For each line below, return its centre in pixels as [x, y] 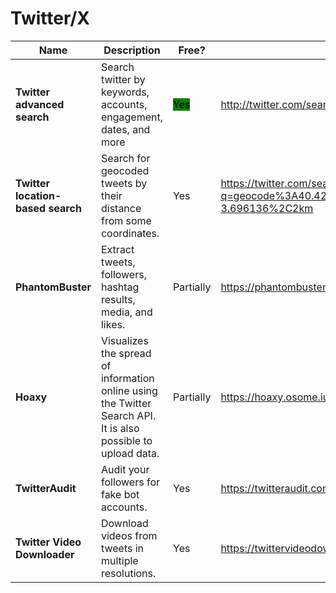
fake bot [120, 494]
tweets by [124, 183]
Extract [117, 249]
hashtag [120, 287]
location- [38, 195]
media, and [126, 312]
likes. [113, 324]
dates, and [125, 129]
